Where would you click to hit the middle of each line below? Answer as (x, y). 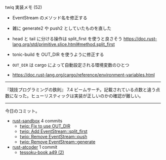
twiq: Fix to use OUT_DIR (45, 126)
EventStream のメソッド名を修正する (50, 18)
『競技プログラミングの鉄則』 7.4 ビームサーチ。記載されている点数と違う (81, 90)
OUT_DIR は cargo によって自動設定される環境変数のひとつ (71, 65)
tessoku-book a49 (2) (42, 152)
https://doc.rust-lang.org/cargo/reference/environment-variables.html (83, 75)
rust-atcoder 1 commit (35, 147)
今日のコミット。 (22, 111)
